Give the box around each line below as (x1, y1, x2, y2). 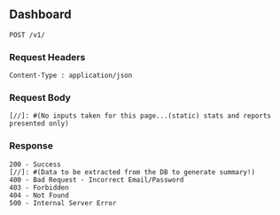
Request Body (9, 92, 71, 104)
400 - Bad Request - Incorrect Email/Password (9, 175, 184, 184)
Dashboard (9, 7, 72, 22)
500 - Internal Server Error (9, 198, 117, 207)
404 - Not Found (9, 190, 69, 200)
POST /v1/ (9, 30, 46, 39)
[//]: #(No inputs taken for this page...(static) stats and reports (9, 111, 272, 120)
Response (9, 140, 53, 152)
